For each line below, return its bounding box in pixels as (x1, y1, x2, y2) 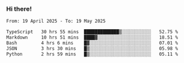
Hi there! (6, 5, 32, 13)
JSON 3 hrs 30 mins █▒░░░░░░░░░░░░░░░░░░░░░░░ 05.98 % (6, 45, 179, 52)
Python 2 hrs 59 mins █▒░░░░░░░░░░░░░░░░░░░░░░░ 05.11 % (6, 51, 179, 57)
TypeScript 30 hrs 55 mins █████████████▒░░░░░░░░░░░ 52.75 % (6, 29, 179, 35)
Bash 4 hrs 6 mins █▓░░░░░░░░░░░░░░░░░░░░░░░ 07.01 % (6, 40, 179, 46)
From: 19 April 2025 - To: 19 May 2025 (6, 18, 106, 24)
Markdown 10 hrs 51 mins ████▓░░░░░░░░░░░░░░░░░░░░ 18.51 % (6, 34, 179, 40)
